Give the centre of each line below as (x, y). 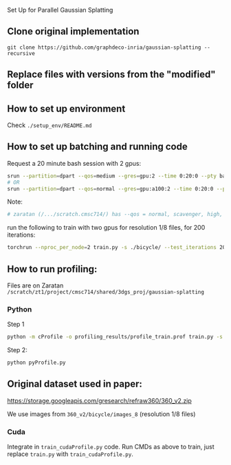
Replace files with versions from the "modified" (111, 75)
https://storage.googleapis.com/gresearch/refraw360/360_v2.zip (100, 400)
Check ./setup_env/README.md (49, 125)
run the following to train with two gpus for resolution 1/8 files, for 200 (106, 228)
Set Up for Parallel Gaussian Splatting (60, 10)
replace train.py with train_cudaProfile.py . (70, 454)
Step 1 (16, 324)
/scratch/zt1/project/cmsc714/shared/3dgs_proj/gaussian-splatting (106, 292)
